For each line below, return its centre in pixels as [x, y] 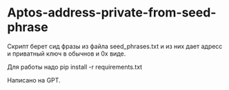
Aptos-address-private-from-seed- [112, 13]
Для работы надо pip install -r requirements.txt [75, 67]
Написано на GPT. [34, 80]
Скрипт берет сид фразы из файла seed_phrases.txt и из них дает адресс [115, 46]
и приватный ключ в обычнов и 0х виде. [67, 54]
